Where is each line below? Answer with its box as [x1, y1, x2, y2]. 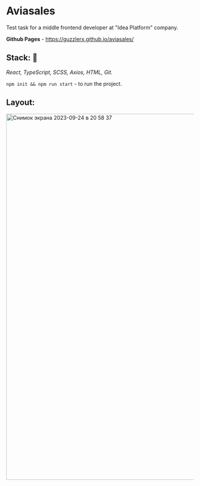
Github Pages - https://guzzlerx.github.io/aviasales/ [6, 35, 134, 42]
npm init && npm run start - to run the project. [6, 80, 122, 87]
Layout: [6, 97, 35, 108]
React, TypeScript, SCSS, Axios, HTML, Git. [6, 69, 113, 76]
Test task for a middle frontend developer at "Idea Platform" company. [6, 24, 179, 31]
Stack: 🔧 [6, 52, 38, 63]
